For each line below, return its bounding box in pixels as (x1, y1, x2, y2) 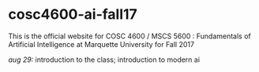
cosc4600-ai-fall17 (8, 5, 138, 23)
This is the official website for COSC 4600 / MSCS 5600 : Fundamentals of (8, 31, 251, 41)
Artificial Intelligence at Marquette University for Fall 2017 (8, 39, 195, 49)
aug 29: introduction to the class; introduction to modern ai (8, 55, 200, 64)
